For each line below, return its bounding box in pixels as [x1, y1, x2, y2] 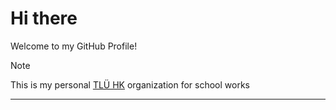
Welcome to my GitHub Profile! [10, 40, 138, 52]
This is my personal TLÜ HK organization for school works [10, 78, 250, 91]
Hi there [10, 7, 78, 30]
